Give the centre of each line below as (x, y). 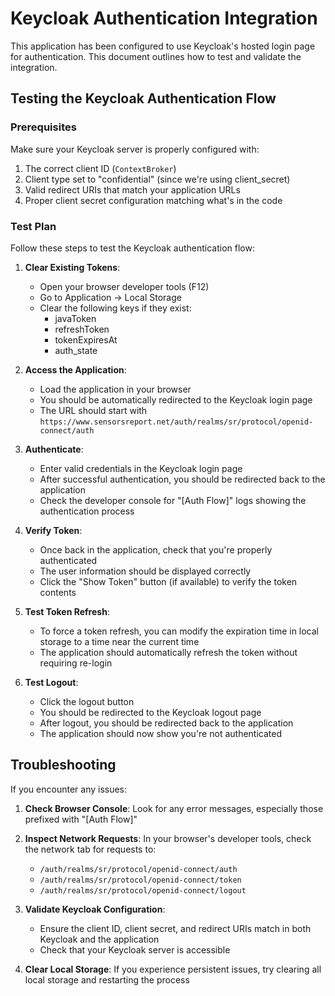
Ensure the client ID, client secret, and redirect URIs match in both (175, 928)
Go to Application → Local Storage (110, 297)
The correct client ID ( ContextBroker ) (100, 168)
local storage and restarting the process (107, 979)
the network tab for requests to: (90, 849)
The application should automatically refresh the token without (168, 652)
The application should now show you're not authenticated (160, 733)
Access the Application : (75, 369)
